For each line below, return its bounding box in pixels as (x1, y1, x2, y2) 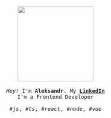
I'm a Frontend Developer (17, 93, 94, 100)
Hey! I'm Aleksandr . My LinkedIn (6, 87, 105, 94)
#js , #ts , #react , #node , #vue (9, 105, 102, 112)
